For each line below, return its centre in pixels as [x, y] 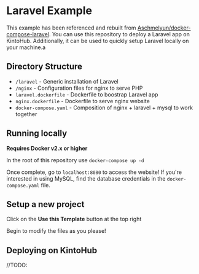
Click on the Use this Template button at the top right [74, 219]
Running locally [37, 134]
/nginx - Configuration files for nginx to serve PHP [79, 88]
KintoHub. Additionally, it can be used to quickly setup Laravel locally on [98, 41]
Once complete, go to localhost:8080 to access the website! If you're [94, 172]
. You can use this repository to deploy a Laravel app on [119, 34]
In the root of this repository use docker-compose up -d [75, 160]
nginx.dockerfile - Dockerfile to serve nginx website [83, 101]
